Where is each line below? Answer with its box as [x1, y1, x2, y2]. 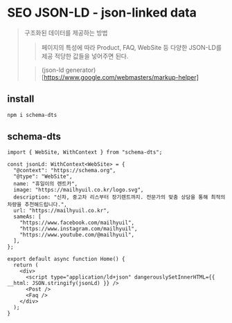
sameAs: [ [13, 213, 42, 221]
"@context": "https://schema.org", [13, 167, 116, 174]
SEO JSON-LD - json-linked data [7, 5, 197, 21]
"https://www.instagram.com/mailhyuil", [19, 225, 138, 232]
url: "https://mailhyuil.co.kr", [13, 207, 110, 214]
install [7, 93, 35, 105]
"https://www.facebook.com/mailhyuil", [19, 219, 135, 226]
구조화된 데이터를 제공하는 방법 [24, 28, 108, 37]
